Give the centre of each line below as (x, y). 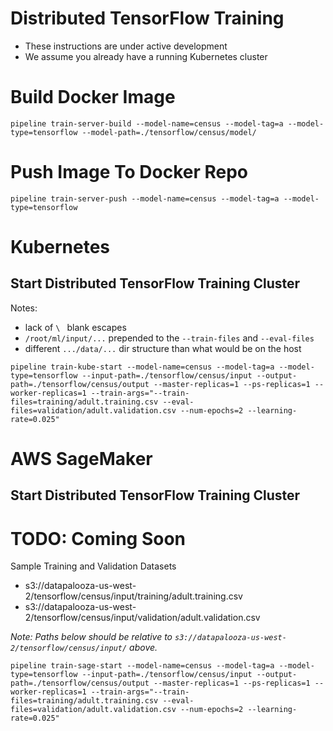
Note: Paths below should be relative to (91, 637)
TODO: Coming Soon (98, 538)
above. (143, 648)
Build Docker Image (93, 97)
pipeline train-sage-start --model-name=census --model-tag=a (142, 666)
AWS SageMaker (81, 459)
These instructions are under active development (126, 46)
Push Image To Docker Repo (129, 172)
